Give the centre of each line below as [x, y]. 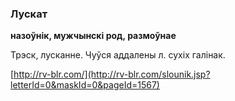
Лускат [29, 14]
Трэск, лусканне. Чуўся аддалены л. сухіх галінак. [118, 55]
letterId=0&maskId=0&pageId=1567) [85, 85]
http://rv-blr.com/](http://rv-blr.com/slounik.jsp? [112, 74]
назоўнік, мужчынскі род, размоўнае [93, 36]
